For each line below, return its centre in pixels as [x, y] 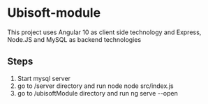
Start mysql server [44, 78]
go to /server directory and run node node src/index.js [95, 86]
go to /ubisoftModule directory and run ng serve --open [97, 93]
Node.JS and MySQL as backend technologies [74, 39]
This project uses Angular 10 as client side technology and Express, [104, 32]
